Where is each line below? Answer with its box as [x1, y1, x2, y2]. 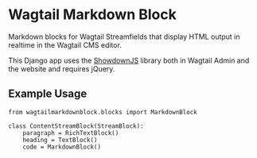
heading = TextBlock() [22, 136, 98, 144]
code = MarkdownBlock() [22, 143, 102, 151]
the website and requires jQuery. [8, 64, 115, 73]
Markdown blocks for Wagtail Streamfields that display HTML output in [8, 32, 240, 41]
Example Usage [8, 87, 88, 101]
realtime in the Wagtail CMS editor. [8, 40, 122, 49]
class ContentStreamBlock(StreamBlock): [8, 121, 145, 130]
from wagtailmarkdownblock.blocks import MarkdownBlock [8, 108, 197, 116]
